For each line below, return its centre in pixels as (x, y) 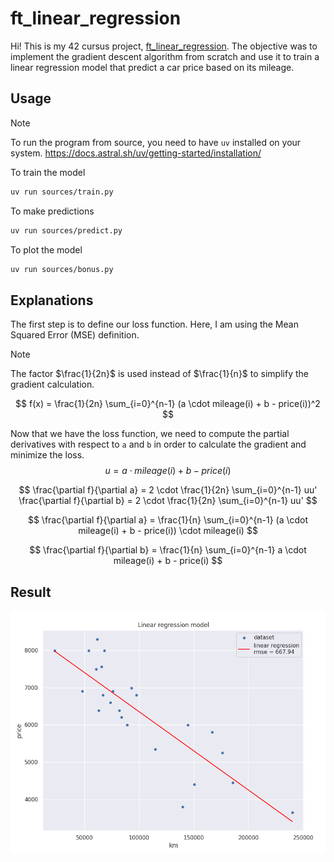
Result (31, 592)
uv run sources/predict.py (66, 230)
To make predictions (52, 211)
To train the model (48, 172)
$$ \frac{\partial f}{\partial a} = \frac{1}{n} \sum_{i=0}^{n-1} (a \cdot (168, 520)
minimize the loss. (47, 455)
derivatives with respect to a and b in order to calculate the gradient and (158, 444)
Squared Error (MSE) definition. (75, 335)
